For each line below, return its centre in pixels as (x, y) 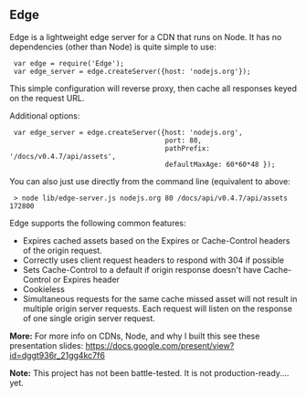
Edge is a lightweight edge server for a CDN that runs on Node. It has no (146, 37)
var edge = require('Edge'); (69, 63)
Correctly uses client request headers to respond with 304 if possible (153, 260)
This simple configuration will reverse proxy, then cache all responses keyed (153, 88)
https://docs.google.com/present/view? (160, 345)
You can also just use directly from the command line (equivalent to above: (150, 181)
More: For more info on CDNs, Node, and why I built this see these (135, 336)
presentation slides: (47, 345)
